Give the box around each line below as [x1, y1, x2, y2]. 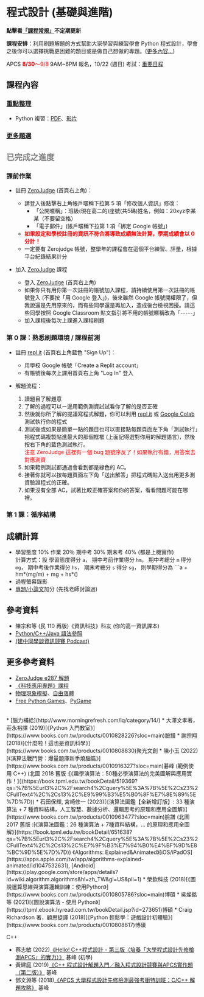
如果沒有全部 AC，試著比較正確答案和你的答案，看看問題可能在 [24, 486, 183, 494]
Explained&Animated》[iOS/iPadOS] [105, 848, 193, 856]
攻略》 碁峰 [20, 984, 49, 991]
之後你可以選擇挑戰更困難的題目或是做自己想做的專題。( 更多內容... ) [6, 47, 175, 55]
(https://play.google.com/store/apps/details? [6, 868, 119, 875]
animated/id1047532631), [6, 862, 70, 869]
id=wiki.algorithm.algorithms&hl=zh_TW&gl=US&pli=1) [6, 875, 142, 883]
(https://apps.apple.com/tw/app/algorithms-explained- [6, 855, 144, 862]
